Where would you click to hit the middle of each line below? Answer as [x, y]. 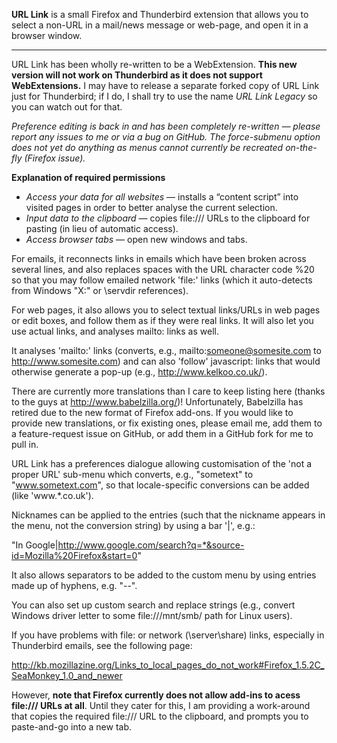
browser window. [47, 35]
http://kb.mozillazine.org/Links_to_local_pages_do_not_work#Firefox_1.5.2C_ [168, 665]
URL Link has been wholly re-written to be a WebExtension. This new [154, 64]
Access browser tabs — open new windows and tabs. [136, 239]
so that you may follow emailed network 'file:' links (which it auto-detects [162, 280]
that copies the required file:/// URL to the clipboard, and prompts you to [160, 716]
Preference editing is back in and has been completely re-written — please [166, 126]
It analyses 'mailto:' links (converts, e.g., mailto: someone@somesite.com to [166, 350]
